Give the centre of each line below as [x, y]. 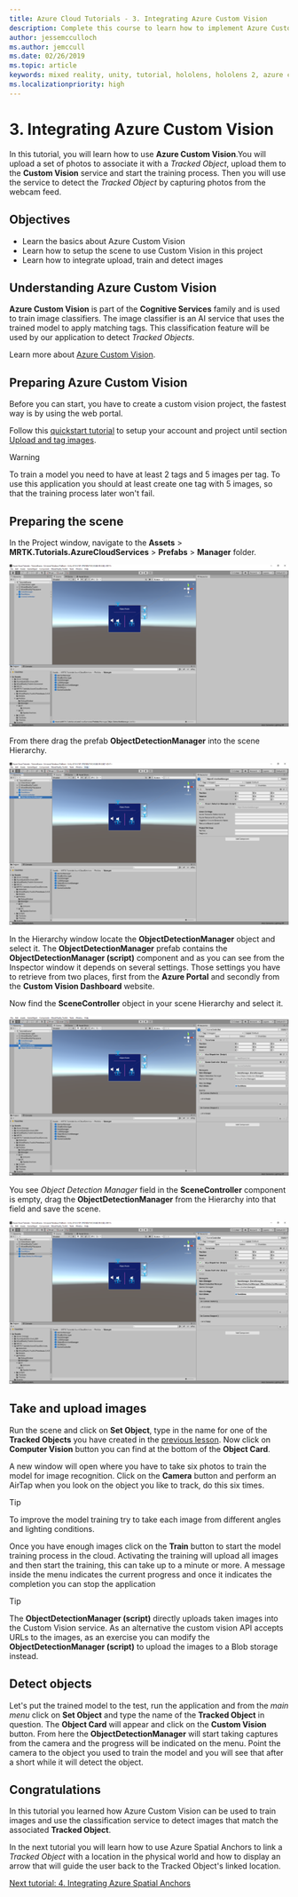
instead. [24, 1655]
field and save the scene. [55, 1209]
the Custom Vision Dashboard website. [82, 987]
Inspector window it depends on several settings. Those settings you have [145, 967]
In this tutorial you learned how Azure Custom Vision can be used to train [143, 1811]
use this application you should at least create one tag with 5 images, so [141, 484]
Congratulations [55, 1790]
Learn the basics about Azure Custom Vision [104, 241]
